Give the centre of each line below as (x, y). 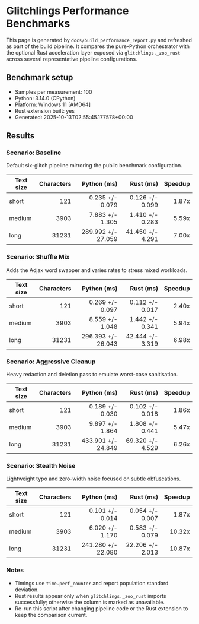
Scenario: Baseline (34, 153)
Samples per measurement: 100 (54, 92)
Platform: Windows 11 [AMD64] (52, 104)
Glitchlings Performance (68, 11)
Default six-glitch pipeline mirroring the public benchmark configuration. (94, 166)
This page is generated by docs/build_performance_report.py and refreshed (99, 40)
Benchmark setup (40, 77)
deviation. (27, 590)
